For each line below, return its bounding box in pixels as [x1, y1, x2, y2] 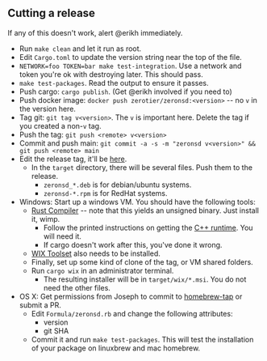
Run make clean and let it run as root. [19, 44, 142, 53]
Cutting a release [7, 6, 96, 20]
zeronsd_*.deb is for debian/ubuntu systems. [43, 180, 192, 189]
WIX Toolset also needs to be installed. [31, 248, 161, 258]
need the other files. [43, 282, 111, 292]
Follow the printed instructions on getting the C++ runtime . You [43, 223, 253, 232]
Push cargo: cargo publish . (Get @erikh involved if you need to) [19, 87, 233, 96]
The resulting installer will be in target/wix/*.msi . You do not [43, 274, 247, 284]
